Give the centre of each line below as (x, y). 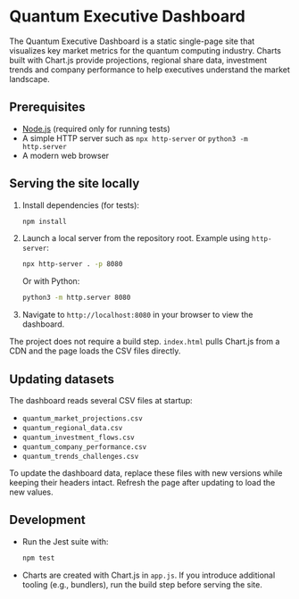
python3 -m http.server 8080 (76, 298)
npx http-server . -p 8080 (72, 264)
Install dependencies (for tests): (81, 205)
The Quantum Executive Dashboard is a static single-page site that (132, 41)
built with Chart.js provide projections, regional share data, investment (138, 60)
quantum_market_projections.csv (82, 419)
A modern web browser (66, 155)
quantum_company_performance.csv (84, 447)
